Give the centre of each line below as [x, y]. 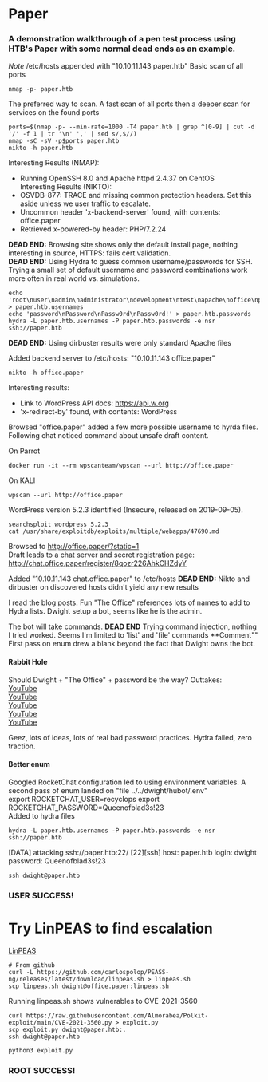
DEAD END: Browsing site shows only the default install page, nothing [123, 245]
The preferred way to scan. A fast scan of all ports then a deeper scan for [129, 104]
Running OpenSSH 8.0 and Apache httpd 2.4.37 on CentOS [117, 178]
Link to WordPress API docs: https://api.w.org [95, 403]
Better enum [29, 764]
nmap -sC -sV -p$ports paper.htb [64, 141]
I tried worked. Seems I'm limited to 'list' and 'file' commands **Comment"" [133, 635]
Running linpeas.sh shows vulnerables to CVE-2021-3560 [103, 1001]
